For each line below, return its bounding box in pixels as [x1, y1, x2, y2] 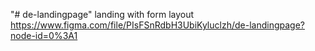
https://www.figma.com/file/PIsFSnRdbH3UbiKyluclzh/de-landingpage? [10, 19, 305, 31]
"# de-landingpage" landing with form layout [10, 9, 195, 20]
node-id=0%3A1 [10, 30, 78, 41]
